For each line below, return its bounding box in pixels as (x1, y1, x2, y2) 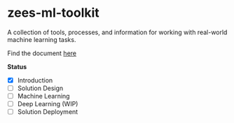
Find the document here (7, 49, 77, 57)
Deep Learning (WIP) (17, 100, 78, 108)
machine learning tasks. (7, 35, 76, 43)
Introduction (17, 75, 53, 85)
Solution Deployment (17, 108, 78, 116)
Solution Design (17, 84, 64, 92)
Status (7, 62, 27, 71)
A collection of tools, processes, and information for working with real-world (7, 28, 228, 36)
